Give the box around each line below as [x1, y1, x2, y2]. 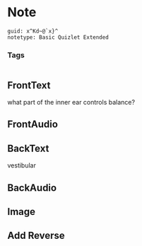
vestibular [7, 161, 37, 170]
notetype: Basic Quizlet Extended [7, 33, 110, 41]
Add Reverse [7, 230, 65, 242]
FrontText [7, 79, 51, 91]
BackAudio [7, 182, 57, 194]
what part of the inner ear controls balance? [7, 98, 136, 107]
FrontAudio [7, 118, 59, 131]
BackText [7, 142, 49, 154]
